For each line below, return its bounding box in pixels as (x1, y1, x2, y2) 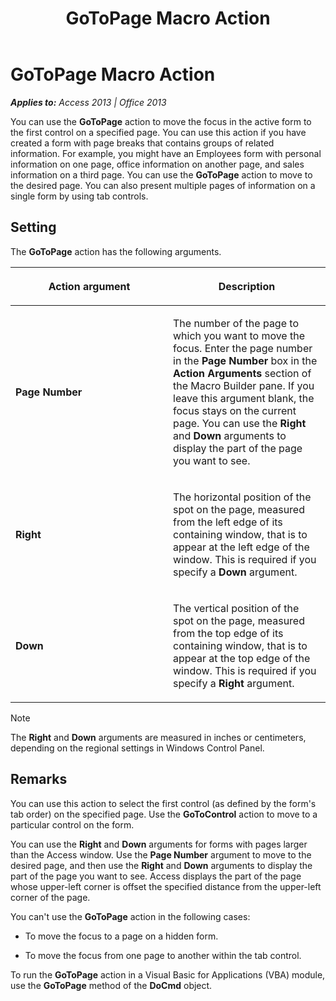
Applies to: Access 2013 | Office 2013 (10, 96, 167, 108)
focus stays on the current (173, 403, 297, 417)
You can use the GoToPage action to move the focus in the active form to (10, 115, 312, 127)
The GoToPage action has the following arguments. (10, 245, 222, 257)
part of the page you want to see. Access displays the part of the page (10, 870, 302, 882)
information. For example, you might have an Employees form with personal (10, 147, 322, 159)
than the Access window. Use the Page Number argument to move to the (10, 848, 312, 861)
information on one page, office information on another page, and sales (10, 158, 305, 170)
